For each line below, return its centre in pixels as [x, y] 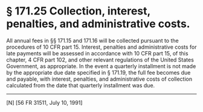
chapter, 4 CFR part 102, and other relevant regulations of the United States [100, 60]
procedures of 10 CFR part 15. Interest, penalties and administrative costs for [101, 47]
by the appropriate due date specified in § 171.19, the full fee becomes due [98, 72]
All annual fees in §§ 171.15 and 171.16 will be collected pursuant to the [93, 40]
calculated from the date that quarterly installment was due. [81, 85]
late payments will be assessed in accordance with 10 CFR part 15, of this [97, 53]
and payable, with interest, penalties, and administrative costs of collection [99, 79]
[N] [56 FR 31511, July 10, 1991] [44, 102]
